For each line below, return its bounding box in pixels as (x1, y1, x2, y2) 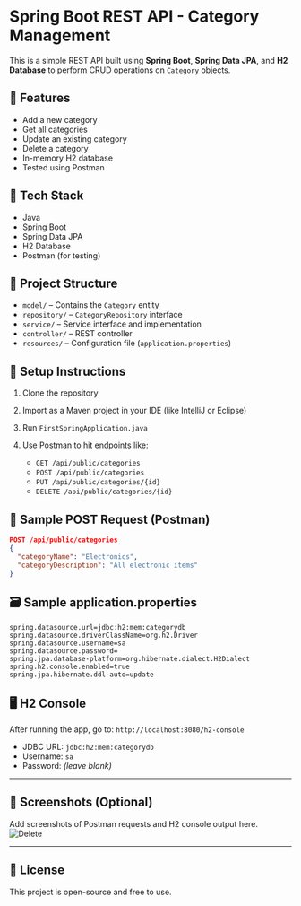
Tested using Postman (21, 161, 105, 172)
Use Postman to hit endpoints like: (21, 440, 149, 450)
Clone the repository (21, 388, 99, 398)
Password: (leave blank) (21, 761, 112, 771)
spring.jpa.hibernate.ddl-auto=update (9, 670, 154, 679)
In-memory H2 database (21, 152, 114, 163)
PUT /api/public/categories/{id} (35, 478, 161, 487)
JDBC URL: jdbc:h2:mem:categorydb (21, 742, 155, 752)
